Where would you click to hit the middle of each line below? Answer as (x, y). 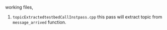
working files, (19, 7)
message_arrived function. (39, 22)
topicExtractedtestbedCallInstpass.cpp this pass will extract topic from (87, 17)
